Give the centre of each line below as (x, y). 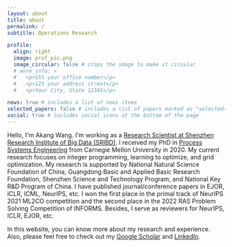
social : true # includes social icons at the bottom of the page (103, 116)
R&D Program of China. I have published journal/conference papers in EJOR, (116, 186)
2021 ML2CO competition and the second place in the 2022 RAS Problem (112, 201)
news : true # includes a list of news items (72, 103)
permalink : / (26, 26)
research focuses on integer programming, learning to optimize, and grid (110, 157)
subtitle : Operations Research (52, 33)
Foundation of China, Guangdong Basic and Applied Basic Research (104, 171)
